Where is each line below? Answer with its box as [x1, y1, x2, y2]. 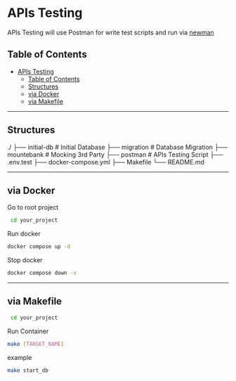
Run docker [7, 230, 41, 238]
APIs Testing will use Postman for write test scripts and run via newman [7, 28, 214, 37]
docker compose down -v [7, 269, 77, 277]
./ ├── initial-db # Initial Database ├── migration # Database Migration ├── [7, 143, 228, 151]
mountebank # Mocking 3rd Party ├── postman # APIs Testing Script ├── [7, 150, 223, 159]
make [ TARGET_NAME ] [7, 340, 65, 347]
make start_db [7, 367, 49, 374]
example [7, 353, 32, 361]
